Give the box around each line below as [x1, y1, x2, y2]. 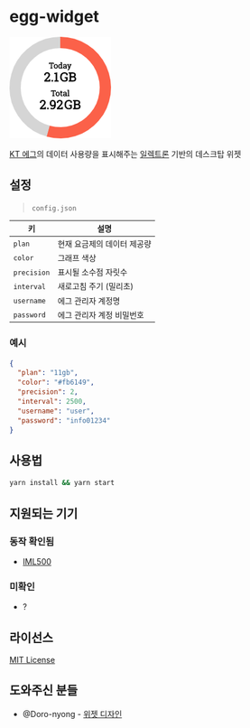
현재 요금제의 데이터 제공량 [57, 238, 152, 249]
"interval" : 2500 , [17, 397, 88, 406]
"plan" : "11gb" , [17, 369, 79, 378]
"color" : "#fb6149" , [17, 378, 95, 387]
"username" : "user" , [17, 406, 95, 415]
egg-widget [9, 6, 99, 27]
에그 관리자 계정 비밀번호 [57, 309, 144, 320]
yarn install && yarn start [9, 479, 116, 488]
